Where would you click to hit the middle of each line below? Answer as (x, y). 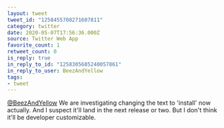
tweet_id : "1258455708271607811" (55, 20)
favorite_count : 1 (33, 45)
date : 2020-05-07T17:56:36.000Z (53, 33)
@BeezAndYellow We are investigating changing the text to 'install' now (109, 103)
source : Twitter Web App (43, 39)
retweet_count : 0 (32, 52)
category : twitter (33, 26)
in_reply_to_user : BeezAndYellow (55, 71)
